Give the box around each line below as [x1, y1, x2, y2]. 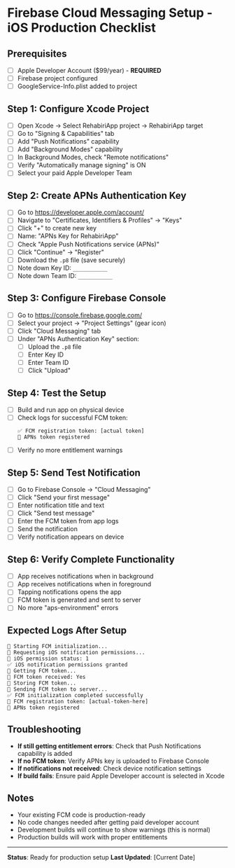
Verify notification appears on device [17, 532, 124, 541]
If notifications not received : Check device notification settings [17, 764, 201, 773]
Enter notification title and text [17, 501, 105, 509]
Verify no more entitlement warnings [17, 446, 123, 455]
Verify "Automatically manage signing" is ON [17, 161, 146, 170]
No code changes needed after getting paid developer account [17, 818, 199, 826]
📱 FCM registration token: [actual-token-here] [7, 698, 149, 705]
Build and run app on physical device [17, 405, 124, 414]
